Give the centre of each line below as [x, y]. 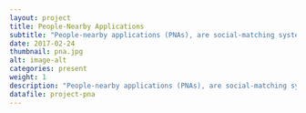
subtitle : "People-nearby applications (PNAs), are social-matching [142, 35]
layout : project [40, 18]
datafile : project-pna [52, 94]
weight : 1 [28, 77]
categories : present [49, 69]
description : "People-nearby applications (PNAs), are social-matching [148, 86]
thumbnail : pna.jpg [46, 52]
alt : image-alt [38, 60]
